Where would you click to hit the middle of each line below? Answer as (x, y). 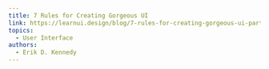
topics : (21, 30)
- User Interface (44, 38)
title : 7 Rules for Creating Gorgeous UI (78, 15)
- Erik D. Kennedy (46, 52)
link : (17, 23)
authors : (23, 45)
